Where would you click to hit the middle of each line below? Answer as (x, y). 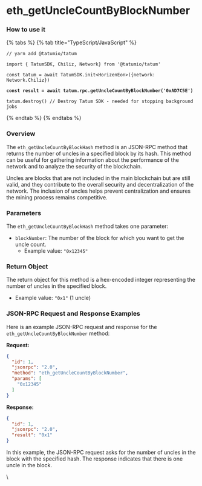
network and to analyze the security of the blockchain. (74, 166)
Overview (21, 134)
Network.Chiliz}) (28, 80)
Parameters (24, 213)
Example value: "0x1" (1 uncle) (53, 298)
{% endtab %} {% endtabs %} (44, 118)
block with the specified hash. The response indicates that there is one (95, 459)
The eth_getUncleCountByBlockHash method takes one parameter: (87, 226)
